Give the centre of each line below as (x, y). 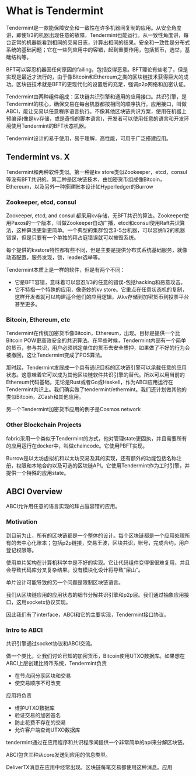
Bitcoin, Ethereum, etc (38, 319)
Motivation (22, 522)
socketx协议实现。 (48, 602)
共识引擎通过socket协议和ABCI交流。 (51, 644)
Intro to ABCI (24, 630)
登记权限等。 (21, 550)
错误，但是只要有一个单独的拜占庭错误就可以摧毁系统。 (72, 238)
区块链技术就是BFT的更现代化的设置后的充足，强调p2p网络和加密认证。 (102, 84)
